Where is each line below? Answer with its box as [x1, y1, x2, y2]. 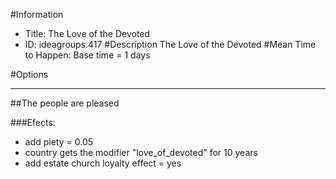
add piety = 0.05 [24, 136, 94, 148]
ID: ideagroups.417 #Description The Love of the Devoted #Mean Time [24, 39, 317, 50]
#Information [10, 9, 64, 20]
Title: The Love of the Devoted [24, 28, 151, 39]
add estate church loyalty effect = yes [24, 157, 182, 169]
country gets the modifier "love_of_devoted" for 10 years [24, 147, 258, 158]
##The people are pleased [10, 97, 120, 109]
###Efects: [10, 117, 56, 128]
